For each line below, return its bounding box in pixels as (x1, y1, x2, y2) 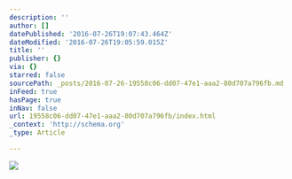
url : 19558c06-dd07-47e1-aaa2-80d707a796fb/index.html (9, 112, 217, 121)
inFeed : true (9, 87, 58, 96)
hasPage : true (9, 95, 62, 105)
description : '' (9, 12, 69, 22)
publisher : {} (9, 54, 62, 63)
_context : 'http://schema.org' (9, 121, 125, 129)
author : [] (9, 21, 50, 30)
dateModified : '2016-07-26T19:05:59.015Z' (9, 37, 169, 47)
